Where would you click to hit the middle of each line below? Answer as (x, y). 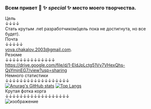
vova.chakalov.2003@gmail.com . (39, 50)
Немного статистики (27, 76)
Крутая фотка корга (26, 91)
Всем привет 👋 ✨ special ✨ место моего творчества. (71, 8)
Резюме (13, 55)
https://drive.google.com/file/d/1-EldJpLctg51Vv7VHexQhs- (65, 65)
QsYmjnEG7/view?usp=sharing (36, 70)
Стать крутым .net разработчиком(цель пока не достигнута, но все (75, 29)
